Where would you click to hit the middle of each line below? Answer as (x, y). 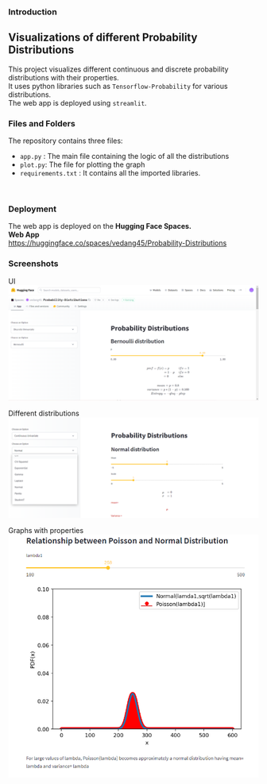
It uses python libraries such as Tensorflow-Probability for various (118, 86)
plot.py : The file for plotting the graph (82, 164)
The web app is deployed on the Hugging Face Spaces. (100, 226)
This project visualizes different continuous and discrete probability (118, 69)
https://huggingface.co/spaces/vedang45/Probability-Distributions (118, 243)
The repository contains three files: (66, 141)
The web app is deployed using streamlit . (77, 102)
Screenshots (33, 264)
